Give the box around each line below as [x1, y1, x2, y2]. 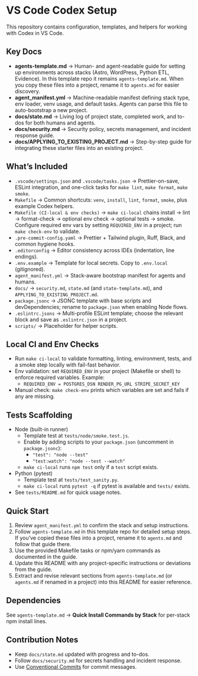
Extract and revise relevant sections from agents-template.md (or [14, 572, 173, 579]
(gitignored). [14, 265, 46, 273]
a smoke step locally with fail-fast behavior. [14, 361, 121, 368]
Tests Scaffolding [6, 410, 73, 420]
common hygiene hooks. [14, 240, 75, 247]
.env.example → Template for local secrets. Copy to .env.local [14, 259, 168, 266]
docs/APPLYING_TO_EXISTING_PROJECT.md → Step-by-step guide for [14, 138, 192, 145]
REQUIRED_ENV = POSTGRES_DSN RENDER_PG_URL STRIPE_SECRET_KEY [23, 381, 180, 387]
